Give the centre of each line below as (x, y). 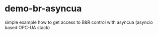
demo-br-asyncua (43, 9)
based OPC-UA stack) (27, 27)
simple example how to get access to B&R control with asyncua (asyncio (79, 22)
